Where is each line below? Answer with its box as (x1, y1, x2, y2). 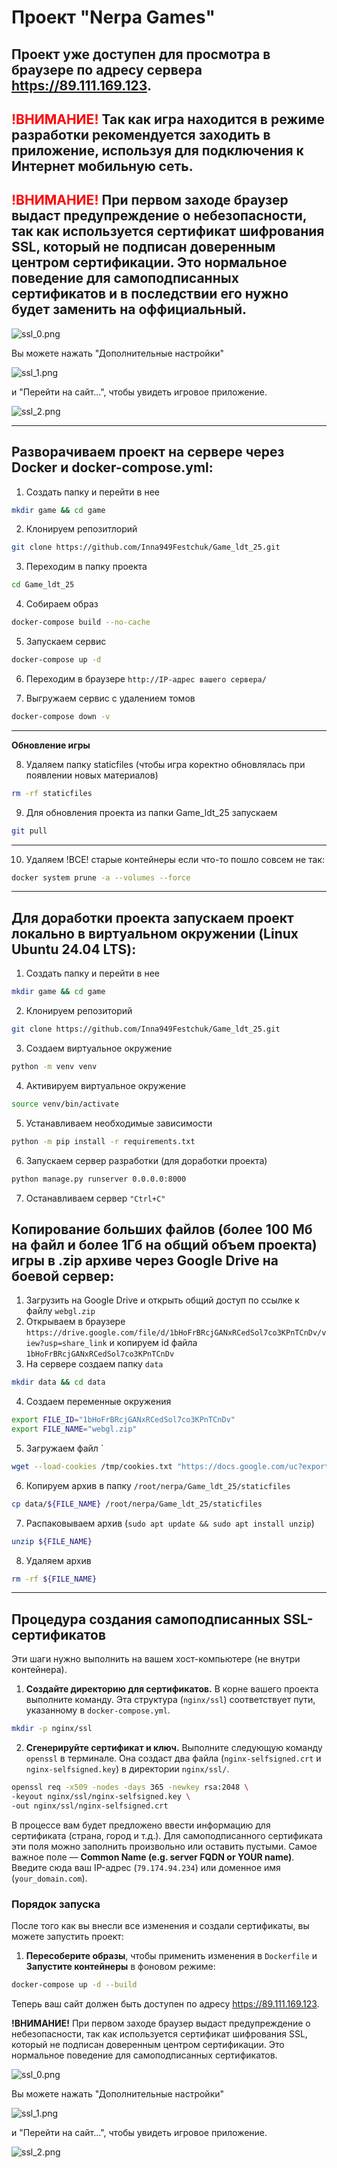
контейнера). (11, 1664, 68, 1676)
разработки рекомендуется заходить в (11, 126, 271, 143)
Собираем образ (25, 598, 99, 610)
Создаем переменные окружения (25, 1396, 172, 1408)
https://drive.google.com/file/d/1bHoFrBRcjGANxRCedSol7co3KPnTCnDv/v (25, 1328, 327, 1338)
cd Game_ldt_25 (11, 580, 75, 590)
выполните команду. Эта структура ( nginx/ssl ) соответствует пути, (25, 1694, 316, 1706)
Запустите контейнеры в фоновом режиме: (25, 1961, 216, 1973)
